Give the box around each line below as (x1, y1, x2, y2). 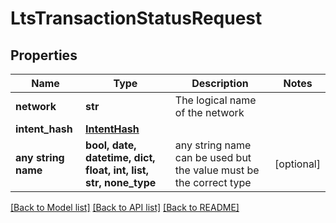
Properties (10, 47, 78, 64)
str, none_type (85, 176, 157, 189)
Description (191, 77, 249, 90)
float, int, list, (85, 163, 150, 177)
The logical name (174, 93, 257, 107)
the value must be (174, 163, 260, 177)
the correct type (174, 176, 252, 189)
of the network (174, 106, 245, 119)
